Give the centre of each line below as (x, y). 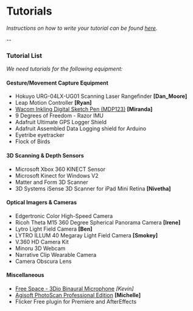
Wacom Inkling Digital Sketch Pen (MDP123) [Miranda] (84, 109)
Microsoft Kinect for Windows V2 (57, 175)
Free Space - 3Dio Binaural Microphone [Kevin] (74, 289)
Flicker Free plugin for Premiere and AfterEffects (76, 302)
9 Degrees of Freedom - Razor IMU (59, 116)
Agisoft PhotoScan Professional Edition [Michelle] (78, 295)
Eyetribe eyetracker (40, 135)
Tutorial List (24, 55)
